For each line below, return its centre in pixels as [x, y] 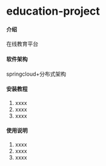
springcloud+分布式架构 [36, 74]
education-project [53, 11]
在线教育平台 [22, 44]
